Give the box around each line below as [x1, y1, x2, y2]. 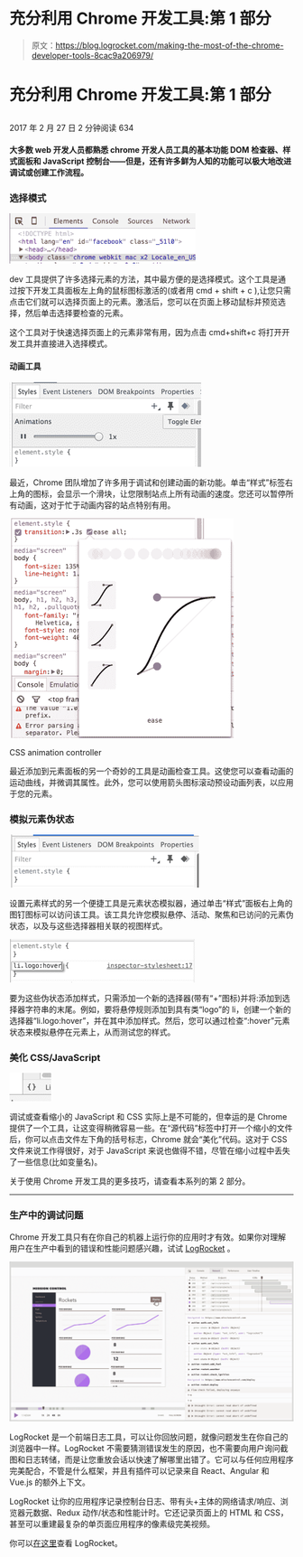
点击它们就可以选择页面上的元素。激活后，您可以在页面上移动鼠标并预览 [9, 296, 278, 307]
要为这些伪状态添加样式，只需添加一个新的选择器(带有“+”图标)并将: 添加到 [9, 992, 282, 1003]
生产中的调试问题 [9, 1209, 84, 1222]
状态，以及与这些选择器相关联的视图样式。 [9, 920, 168, 931]
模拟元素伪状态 [9, 812, 75, 825]
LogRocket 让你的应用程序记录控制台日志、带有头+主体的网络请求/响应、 [9, 1496, 281, 1507]
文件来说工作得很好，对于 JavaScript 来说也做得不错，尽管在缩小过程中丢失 [9, 1145, 291, 1157]
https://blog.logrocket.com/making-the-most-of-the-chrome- [55, 40, 284, 51]
